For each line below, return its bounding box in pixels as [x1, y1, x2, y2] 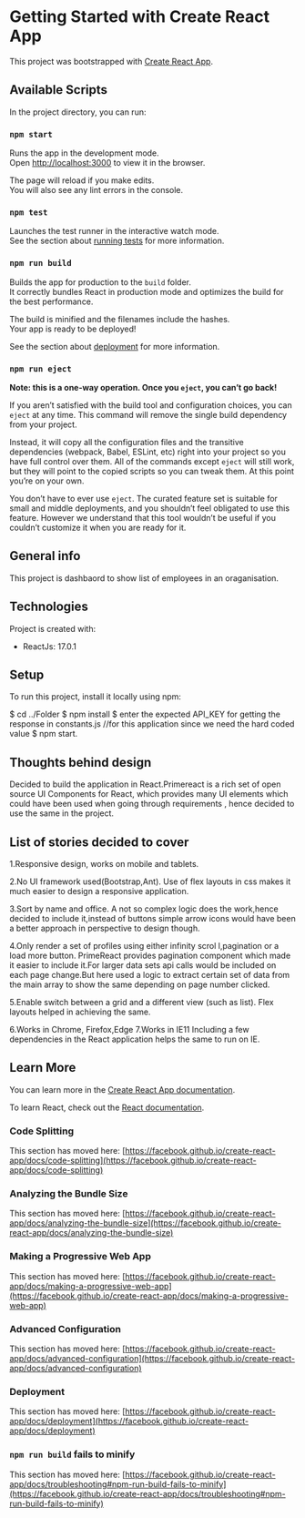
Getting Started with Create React [9, 6, 270, 27]
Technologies [9, 599, 89, 615]
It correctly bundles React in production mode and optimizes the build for [9, 286, 284, 297]
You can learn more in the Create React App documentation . [9, 1084, 236, 1095]
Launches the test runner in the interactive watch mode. [9, 226, 220, 237]
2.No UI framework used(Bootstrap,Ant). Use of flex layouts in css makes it [9, 876, 291, 887]
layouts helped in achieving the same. [9, 1006, 151, 1017]
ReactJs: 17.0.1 [22, 640, 77, 652]
